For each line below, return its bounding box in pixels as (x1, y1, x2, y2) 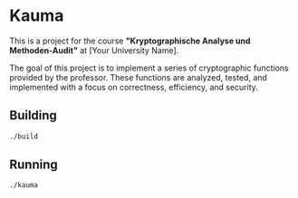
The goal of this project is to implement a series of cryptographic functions (9, 62, 289, 73)
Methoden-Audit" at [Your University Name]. (9, 44, 179, 55)
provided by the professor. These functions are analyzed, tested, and (9, 71, 267, 82)
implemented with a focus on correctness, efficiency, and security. (9, 81, 258, 92)
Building (9, 108, 57, 123)
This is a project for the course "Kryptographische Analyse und (9, 35, 251, 46)
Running (9, 157, 59, 173)
